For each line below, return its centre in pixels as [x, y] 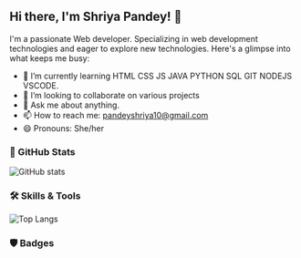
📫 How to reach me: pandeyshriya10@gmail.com [115, 115]
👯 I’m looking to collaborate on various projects [111, 95]
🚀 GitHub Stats [42, 151]
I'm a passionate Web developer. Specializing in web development [134, 38]
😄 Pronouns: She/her [63, 128]
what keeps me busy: [50, 58]
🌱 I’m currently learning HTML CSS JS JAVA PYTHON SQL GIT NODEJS [157, 76]
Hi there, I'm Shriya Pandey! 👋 [96, 17]
